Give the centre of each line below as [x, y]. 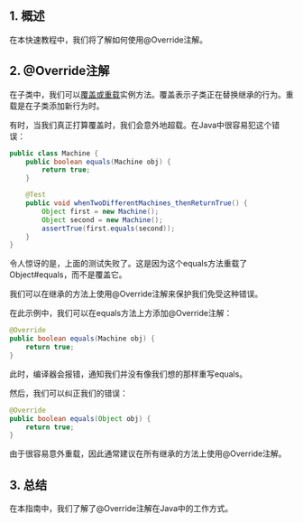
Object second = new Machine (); [103, 219]
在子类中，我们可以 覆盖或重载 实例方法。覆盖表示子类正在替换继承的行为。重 [151, 94]
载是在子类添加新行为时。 [57, 106]
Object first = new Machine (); [101, 211]
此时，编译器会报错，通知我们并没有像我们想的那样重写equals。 [129, 374]
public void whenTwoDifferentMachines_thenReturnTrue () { [137, 203]
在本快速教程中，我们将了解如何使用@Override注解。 [109, 40]
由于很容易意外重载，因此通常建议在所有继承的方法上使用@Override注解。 [148, 453]
